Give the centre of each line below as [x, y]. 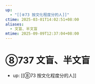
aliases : [15, 24]
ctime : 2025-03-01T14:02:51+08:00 [42, 19]
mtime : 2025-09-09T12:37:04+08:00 [42, 34]
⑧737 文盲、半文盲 [48, 60]
